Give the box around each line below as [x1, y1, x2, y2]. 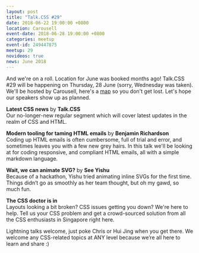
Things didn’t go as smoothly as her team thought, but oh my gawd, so [6, 179, 179, 186]
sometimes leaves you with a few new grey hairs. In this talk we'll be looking [6, 142, 193, 149]
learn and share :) [6, 240, 49, 247]
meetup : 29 [6, 48, 33, 54]
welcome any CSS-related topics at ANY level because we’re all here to [6, 233, 181, 241]
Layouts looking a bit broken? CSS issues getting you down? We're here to [6, 203, 188, 210]
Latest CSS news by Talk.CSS [6, 105, 81, 113]
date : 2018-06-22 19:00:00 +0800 [6, 20, 89, 26]
